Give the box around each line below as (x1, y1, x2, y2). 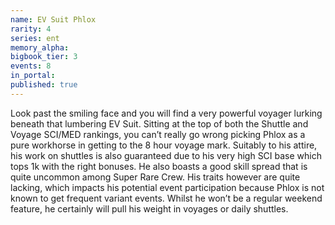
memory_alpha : (10, 42, 70, 53)
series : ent (10, 33, 60, 43)
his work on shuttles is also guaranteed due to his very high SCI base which (10, 149, 323, 161)
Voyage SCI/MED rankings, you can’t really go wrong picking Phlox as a (10, 128, 306, 140)
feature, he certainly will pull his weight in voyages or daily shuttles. (10, 202, 289, 215)
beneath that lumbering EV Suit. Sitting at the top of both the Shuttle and (10, 117, 309, 130)
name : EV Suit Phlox (10, 14, 97, 25)
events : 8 (10, 61, 52, 71)
